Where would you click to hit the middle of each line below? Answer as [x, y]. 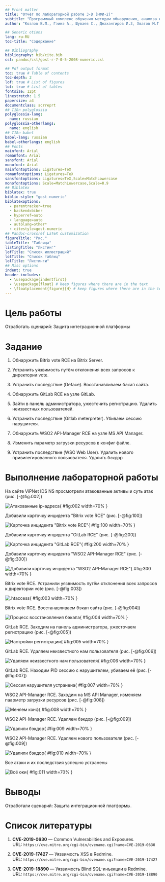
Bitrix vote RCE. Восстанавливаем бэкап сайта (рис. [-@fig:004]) [73, 608]
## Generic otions [24, 33]
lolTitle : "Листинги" [27, 261]
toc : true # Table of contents [37, 73]
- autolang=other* [28, 224]
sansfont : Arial [22, 160]
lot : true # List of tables [34, 87]
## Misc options [22, 266]
